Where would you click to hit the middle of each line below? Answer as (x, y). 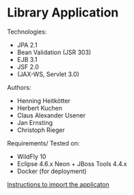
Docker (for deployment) (52, 171)
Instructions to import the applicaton (58, 184)
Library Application (63, 13)
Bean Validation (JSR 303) (54, 52)
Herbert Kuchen (40, 108)
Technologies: (27, 32)
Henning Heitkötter (43, 100)
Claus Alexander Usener (51, 115)
